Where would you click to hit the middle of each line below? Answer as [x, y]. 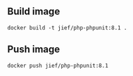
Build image [34, 12]
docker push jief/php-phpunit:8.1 [58, 65]
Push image [34, 50]
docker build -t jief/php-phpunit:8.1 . [68, 27]
